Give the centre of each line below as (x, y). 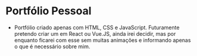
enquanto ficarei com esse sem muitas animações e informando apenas (102, 40)
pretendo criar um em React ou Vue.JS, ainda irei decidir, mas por (95, 33)
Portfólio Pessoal (49, 11)
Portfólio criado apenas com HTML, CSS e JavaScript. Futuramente (97, 27)
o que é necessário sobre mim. (52, 46)
